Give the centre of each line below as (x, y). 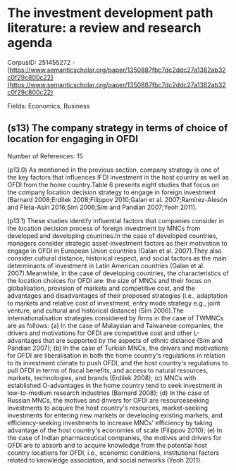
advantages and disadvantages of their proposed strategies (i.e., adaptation (118, 295)
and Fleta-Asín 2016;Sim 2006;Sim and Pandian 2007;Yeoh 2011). (102, 207)
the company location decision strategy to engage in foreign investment (112, 192)
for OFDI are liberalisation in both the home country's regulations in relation (117, 355)
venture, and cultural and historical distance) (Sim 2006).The (96, 310)
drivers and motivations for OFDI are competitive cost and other (100, 333)
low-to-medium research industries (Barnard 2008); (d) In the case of (108, 393)
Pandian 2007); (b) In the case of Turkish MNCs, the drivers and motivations (118, 348)
